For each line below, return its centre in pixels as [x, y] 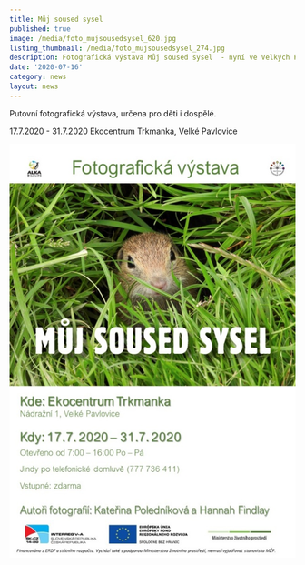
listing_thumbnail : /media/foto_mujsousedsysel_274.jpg [117, 48]
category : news [38, 77]
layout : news [34, 86]
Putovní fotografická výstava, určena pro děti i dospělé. [113, 113]
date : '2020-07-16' [46, 67]
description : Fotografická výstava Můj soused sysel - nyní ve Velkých [150, 58]
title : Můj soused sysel [56, 19]
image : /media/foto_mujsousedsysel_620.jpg [93, 38]
